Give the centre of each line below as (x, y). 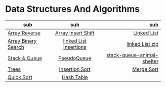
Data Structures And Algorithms (72, 9)
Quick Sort (20, 77)
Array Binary (22, 41)
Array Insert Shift (75, 33)
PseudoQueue (75, 58)
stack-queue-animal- (132, 55)
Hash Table (75, 77)
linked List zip (143, 44)
